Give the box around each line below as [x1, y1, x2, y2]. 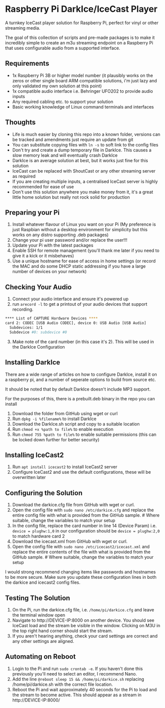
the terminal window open [12, 612, 66, 618]
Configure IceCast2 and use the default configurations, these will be [12, 469, 151, 475]
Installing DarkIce [5, 358, 61, 367]
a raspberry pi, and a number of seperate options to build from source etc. [5, 376, 156, 383]
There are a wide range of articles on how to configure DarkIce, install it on [5, 371, 158, 377]
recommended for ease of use [12, 183, 74, 189]
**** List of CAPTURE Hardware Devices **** [5, 316, 98, 321]
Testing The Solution [5, 594, 70, 602]
